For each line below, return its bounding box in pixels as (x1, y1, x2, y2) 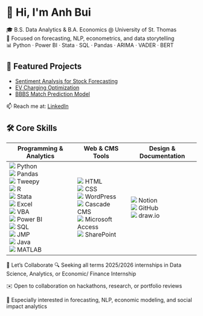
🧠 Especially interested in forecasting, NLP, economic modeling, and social (6, 296, 192, 303)
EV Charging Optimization (14, 84, 80, 91)
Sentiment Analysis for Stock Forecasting (14, 77, 118, 84)
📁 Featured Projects (6, 61, 82, 72)
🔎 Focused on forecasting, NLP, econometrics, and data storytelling (6, 35, 175, 42)
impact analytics (6, 303, 47, 310)
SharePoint (85, 230, 117, 238)
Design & (149, 144, 176, 152)
